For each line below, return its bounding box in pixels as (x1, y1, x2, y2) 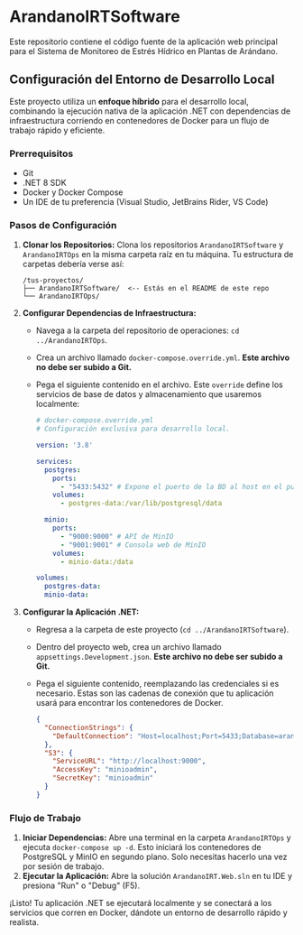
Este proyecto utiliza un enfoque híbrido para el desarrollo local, (9, 96, 250, 106)
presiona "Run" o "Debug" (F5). (22, 880, 141, 891)
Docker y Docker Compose (22, 187, 124, 198)
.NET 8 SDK (22, 178, 67, 189)
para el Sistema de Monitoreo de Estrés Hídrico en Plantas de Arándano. (9, 45, 278, 56)
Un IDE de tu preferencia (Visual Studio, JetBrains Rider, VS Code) (22, 197, 269, 208)
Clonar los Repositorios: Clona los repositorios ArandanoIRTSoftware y (22, 239, 284, 250)
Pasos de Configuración (9, 218, 117, 231)
